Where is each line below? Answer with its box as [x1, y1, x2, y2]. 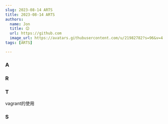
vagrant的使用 [5, 100, 35, 106]
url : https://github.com [10, 31, 62, 36]
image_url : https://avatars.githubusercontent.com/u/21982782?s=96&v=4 [10, 36, 163, 41]
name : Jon [10, 21, 30, 27]
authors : [5, 17, 24, 22]
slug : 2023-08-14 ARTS [5, 7, 53, 13]
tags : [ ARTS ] [5, 40, 33, 45]
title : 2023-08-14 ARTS [5, 12, 55, 17]
